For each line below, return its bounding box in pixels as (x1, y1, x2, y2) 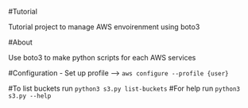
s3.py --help (8, 92, 52, 100)
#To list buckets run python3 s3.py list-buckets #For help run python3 (8, 83, 241, 93)
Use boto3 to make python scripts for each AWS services (8, 53, 196, 62)
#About (8, 37, 33, 47)
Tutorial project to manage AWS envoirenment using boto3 (8, 22, 200, 31)
